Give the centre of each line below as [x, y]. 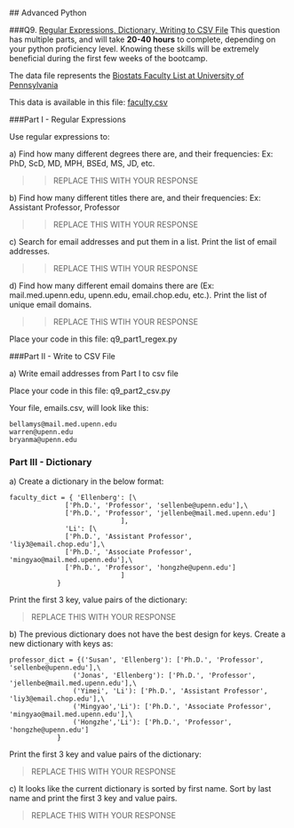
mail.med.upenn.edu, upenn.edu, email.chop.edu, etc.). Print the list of [138, 295]
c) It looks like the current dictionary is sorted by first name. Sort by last [140, 789]
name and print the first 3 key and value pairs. [93, 799]
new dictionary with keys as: [61, 644]
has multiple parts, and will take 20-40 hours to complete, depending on [143, 39]
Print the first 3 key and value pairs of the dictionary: [105, 754]
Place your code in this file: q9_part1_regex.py [93, 339]
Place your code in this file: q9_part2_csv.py [90, 390]
